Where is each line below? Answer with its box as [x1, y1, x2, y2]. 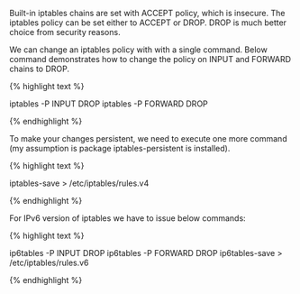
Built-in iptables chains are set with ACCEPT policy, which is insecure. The [9, 8, 286, 18]
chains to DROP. [9, 63, 70, 74]
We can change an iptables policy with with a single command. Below [9, 44, 268, 55]
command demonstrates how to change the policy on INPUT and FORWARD [9, 54, 291, 64]
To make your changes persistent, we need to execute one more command [9, 133, 287, 143]
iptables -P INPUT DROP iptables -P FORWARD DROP [9, 98, 209, 109]
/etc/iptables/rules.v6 [9, 257, 89, 268]
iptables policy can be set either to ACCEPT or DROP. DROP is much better [9, 17, 286, 28]
